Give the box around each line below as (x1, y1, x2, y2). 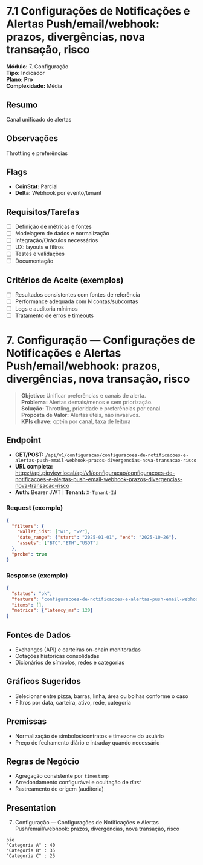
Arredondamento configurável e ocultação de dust (14, 779, 141, 786)
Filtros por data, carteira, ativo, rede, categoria (14, 699, 131, 706)
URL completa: (14, 463, 53, 470)
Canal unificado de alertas (6, 116, 72, 123)
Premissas (6, 716, 47, 727)
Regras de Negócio (6, 757, 80, 767)
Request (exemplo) (6, 504, 63, 512)
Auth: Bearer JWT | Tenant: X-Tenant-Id (14, 488, 117, 496)
